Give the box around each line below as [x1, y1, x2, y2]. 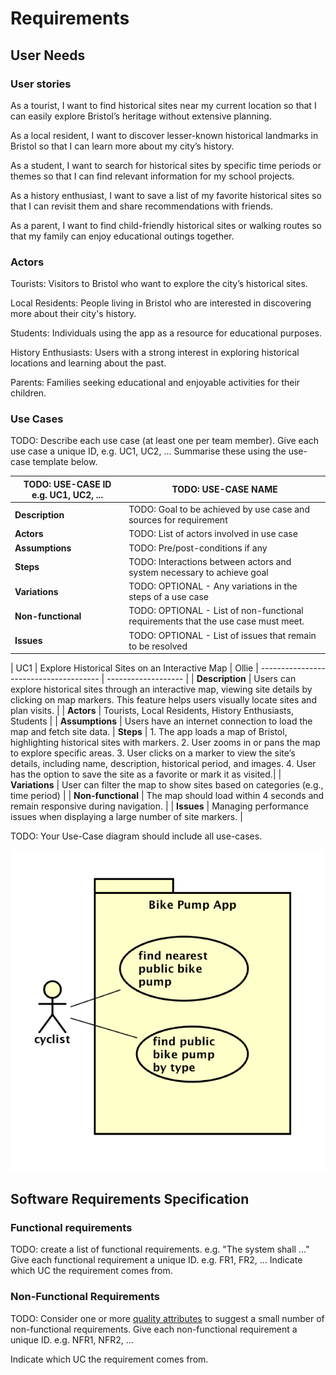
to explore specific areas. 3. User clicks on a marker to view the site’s [10, 747, 296, 759]
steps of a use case [128, 591, 209, 603]
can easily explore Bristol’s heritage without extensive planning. [10, 110, 272, 122]
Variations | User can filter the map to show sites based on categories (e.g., [10, 779, 324, 791]
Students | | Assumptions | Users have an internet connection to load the [10, 715, 313, 727]
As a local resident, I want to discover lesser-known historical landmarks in [10, 129, 319, 141]
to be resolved [128, 640, 188, 652]
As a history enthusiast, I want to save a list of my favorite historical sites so [10, 189, 322, 201]
